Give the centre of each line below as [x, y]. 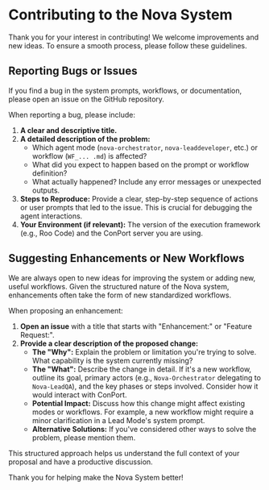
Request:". [37, 334]
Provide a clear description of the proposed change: [109, 343]
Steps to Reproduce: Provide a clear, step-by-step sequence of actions [139, 198]
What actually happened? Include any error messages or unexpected [147, 181]
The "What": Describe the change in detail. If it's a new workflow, [142, 369]
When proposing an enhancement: [66, 310]
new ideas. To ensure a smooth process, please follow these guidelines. [128, 45]
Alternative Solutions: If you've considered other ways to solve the [144, 429]
